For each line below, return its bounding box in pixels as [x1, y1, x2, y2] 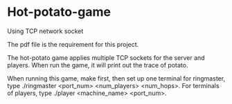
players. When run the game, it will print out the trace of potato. [7, 61, 188, 69]
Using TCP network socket [7, 27, 84, 35]
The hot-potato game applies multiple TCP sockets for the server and [7, 53, 206, 62]
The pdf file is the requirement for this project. [7, 40, 139, 48]
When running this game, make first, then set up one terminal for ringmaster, [7, 74, 226, 83]
